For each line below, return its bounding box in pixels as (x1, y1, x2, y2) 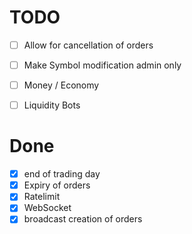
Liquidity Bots (23, 99, 81, 111)
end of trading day (23, 168, 101, 180)
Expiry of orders (23, 179, 91, 191)
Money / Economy (23, 79, 100, 91)
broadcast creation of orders (23, 213, 143, 225)
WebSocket (23, 202, 72, 214)
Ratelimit (23, 191, 61, 203)
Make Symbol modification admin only (23, 59, 182, 71)
